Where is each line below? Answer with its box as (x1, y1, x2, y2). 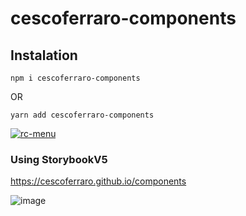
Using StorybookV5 (10, 152, 108, 166)
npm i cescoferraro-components (10, 73, 141, 83)
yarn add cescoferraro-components (10, 110, 155, 120)
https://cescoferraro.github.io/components (10, 175, 187, 187)
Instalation (10, 47, 78, 64)
